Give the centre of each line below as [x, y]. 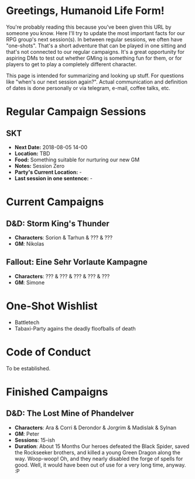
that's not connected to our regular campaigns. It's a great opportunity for [95, 51]
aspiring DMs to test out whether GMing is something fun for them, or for [94, 58]
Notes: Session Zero [40, 166]
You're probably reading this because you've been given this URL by [89, 27]
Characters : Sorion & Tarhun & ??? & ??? [64, 237]
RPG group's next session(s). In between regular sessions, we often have [94, 39]
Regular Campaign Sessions [76, 112]
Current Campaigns [55, 202]
